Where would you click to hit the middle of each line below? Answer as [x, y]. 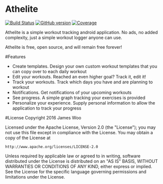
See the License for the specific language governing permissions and [76, 172]
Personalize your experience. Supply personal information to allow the [84, 103]
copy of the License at [28, 138]
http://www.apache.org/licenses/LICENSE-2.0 [52, 147]
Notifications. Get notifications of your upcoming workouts [72, 92]
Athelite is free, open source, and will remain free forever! [64, 47]
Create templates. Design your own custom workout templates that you [85, 66]
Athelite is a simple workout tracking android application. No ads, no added [81, 32]
